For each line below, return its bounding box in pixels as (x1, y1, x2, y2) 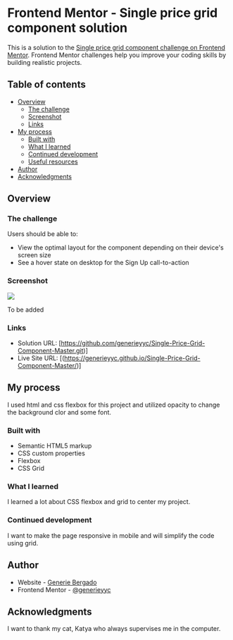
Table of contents (7, 79, 86, 91)
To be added (7, 305, 44, 314)
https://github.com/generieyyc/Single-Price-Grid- (61, 339, 206, 347)
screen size (17, 251, 51, 259)
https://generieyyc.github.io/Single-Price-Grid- (64, 354, 201, 362)
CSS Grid (17, 464, 44, 473)
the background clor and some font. (7, 407, 111, 417)
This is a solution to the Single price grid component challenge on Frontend (7, 43, 225, 51)
